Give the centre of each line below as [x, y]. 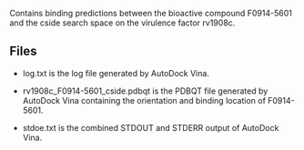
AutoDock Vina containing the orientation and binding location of [144, 100]
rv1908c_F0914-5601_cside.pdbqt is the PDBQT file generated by [145, 91]
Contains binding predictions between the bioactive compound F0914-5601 [151, 13]
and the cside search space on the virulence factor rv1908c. [122, 23]
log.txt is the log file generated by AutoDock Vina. [116, 73]
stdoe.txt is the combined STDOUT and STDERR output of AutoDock [151, 127]
